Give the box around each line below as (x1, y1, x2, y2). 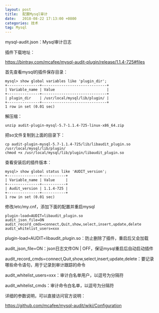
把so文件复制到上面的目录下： (5, 132, 65, 138)
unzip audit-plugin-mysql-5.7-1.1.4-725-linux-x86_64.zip (5, 123, 124, 128)
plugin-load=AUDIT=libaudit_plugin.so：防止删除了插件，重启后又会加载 (5, 235, 149, 241)
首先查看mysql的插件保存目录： (5, 69, 68, 75)
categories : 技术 (5, 20, 39, 26)
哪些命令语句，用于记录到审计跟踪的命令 (5, 262, 86, 268)
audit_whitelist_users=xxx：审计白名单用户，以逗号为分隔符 (5, 272, 124, 278)
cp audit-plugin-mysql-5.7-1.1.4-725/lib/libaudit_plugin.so (5, 142, 131, 147)
